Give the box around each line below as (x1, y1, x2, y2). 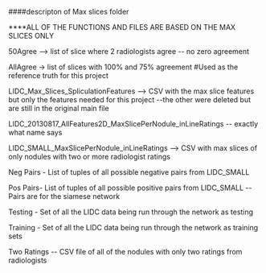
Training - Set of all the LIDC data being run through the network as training (8, 223, 259, 232)
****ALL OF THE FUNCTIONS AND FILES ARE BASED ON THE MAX (8, 23, 235, 31)
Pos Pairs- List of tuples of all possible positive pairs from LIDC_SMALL (8, 183, 243, 192)
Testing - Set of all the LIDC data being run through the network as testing (8, 207, 254, 217)
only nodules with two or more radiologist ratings (8, 152, 171, 161)
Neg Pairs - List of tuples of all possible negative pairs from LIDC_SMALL (8, 168, 250, 176)
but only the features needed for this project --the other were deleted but (8, 95, 252, 104)
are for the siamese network (27, 192, 121, 201)
